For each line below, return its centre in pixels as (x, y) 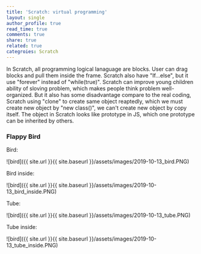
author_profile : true (34, 23)
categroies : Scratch (33, 52)
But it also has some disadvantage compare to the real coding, (113, 94)
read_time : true (27, 29)
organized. (20, 94)
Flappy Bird (23, 136)
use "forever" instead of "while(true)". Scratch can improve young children (100, 82)
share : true (21, 40)
